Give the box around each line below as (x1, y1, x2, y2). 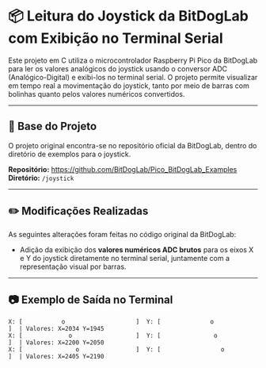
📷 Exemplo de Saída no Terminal (8, 293, 173, 306)
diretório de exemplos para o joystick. (8, 149, 131, 159)
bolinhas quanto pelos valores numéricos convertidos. (8, 89, 185, 98)
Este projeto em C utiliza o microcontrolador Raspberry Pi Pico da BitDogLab (8, 56, 258, 65)
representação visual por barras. (19, 262, 127, 271)
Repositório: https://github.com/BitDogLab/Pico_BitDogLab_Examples (8, 164, 237, 174)
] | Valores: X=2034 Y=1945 (8, 325, 104, 333)
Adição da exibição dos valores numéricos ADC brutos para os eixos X (19, 244, 254, 255)
